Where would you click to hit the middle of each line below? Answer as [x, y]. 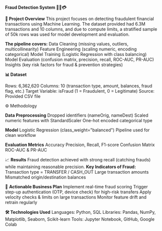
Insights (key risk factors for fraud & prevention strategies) [64, 65]
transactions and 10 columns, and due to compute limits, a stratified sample [81, 29]
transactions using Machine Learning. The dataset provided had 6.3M [75, 24]
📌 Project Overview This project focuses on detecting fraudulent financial [80, 19]
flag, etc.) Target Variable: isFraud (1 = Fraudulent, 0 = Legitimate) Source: [80, 91]
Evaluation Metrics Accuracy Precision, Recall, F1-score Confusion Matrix [80, 145]
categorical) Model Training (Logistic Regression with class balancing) [76, 54]
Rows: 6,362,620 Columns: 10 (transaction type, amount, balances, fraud [79, 86]
